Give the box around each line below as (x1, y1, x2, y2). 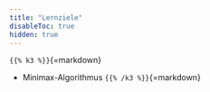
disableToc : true (9, 22, 75, 31)
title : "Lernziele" (9, 13, 83, 23)
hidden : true (9, 30, 59, 39)
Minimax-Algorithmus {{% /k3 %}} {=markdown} (22, 72, 201, 83)
